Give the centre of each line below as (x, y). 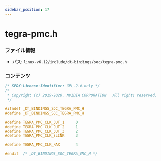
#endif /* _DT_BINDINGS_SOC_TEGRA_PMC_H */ (51, 154)
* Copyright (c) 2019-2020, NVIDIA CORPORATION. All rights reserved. (82, 95)
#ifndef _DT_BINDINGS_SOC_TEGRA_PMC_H (45, 108)
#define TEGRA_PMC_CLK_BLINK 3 (41, 136)
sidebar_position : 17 (27, 10)
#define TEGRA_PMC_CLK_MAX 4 (41, 145)
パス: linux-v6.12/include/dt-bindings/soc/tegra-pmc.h (69, 62)
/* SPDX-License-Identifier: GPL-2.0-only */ (52, 86)
